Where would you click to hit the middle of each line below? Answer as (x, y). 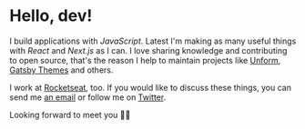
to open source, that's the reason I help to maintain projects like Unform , (145, 60)
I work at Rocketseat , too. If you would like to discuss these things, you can (150, 87)
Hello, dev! (51, 16)
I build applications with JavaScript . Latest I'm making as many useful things (153, 41)
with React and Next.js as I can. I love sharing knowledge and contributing (148, 50)
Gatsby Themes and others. (61, 70)
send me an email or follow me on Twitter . (88, 97)
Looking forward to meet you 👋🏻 (70, 114)
